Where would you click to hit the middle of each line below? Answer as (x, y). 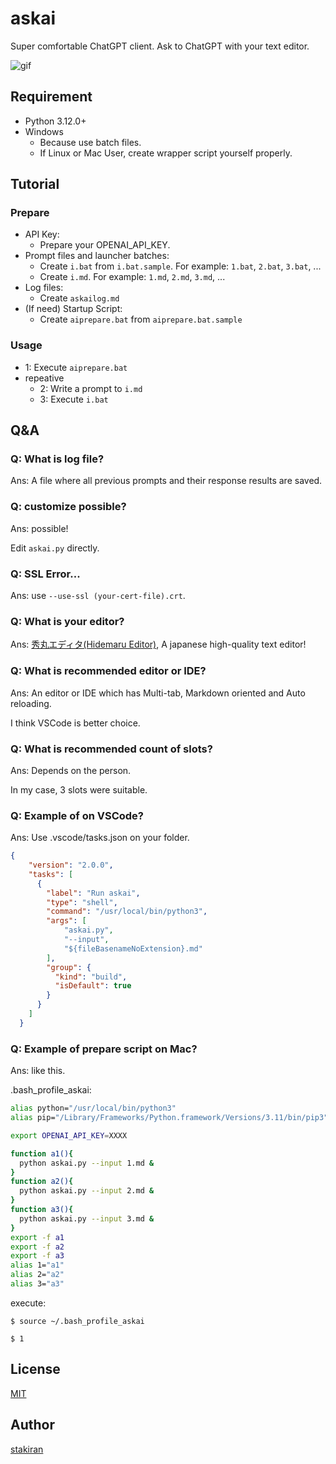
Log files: (44, 288)
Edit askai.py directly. (55, 548)
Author (32, 1425)
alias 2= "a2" (37, 1275)
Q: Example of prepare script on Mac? (104, 1049)
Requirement (51, 97)
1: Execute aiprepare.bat (76, 367)
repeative (44, 378)
